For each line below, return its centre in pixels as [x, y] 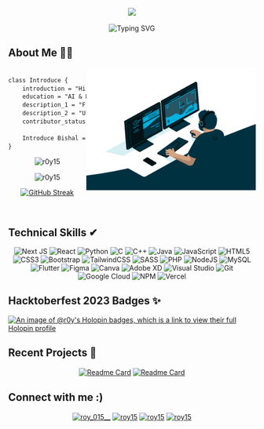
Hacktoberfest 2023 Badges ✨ [84, 301]
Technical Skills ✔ [53, 233]
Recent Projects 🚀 [52, 353]
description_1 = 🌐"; [104, 105]
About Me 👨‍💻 [41, 53]
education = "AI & [52, 97]
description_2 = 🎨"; [84, 114]
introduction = [47, 89]
